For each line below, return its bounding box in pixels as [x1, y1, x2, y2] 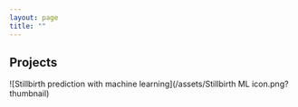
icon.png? [252, 78, 289, 90]
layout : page [9, 13, 59, 22]
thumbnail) [9, 88, 50, 99]
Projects [9, 55, 58, 70]
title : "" [9, 22, 47, 31]
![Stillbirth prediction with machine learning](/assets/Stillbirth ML [9, 78, 251, 90]
